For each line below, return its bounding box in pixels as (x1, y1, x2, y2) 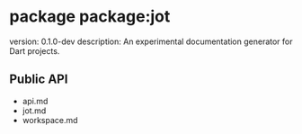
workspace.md (22, 114, 78, 125)
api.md (22, 95, 49, 106)
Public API (9, 72, 68, 87)
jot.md (22, 105, 47, 116)
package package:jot (9, 6, 171, 27)
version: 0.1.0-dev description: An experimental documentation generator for (9, 36, 293, 47)
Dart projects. (9, 45, 60, 56)
